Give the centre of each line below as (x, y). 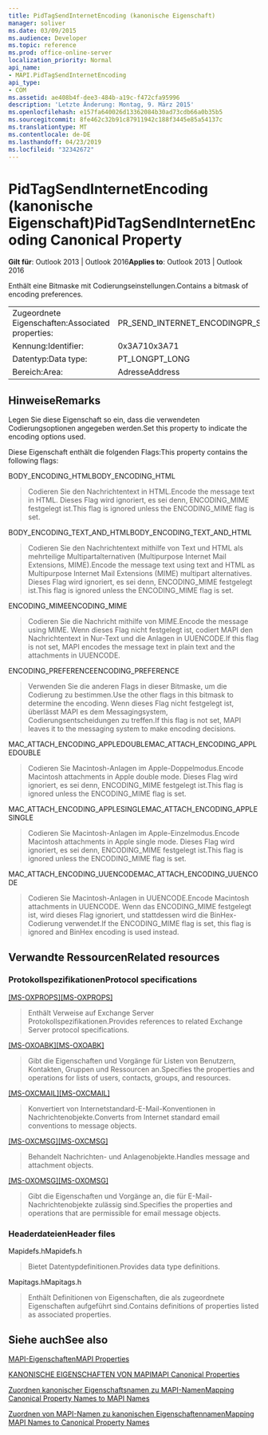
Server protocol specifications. (79, 1030)
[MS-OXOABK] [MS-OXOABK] (57, 1045)
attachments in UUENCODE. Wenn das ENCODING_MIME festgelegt (140, 907)
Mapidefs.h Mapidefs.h (45, 1251)
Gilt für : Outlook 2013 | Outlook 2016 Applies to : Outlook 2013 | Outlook (126, 262)
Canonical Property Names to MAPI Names (79, 1398)
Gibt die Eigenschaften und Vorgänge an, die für (107, 1196)
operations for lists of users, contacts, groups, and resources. (129, 1077)
